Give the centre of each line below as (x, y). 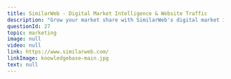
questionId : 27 (29, 26)
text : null (23, 65)
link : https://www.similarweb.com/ (58, 52)
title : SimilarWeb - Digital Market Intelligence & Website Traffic (107, 13)
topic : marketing (32, 33)
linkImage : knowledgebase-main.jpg (58, 58)
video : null (24, 45)
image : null (24, 39)
